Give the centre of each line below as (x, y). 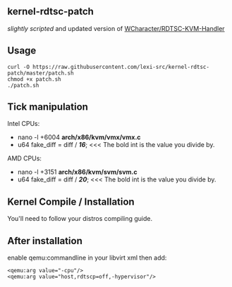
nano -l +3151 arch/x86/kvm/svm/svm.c (77, 172)
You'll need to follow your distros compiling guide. (80, 219)
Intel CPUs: (24, 124)
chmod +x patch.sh (34, 79)
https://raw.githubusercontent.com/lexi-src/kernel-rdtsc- (121, 67)
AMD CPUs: (25, 158)
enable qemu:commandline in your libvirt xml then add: (87, 258)
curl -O (19, 67)
